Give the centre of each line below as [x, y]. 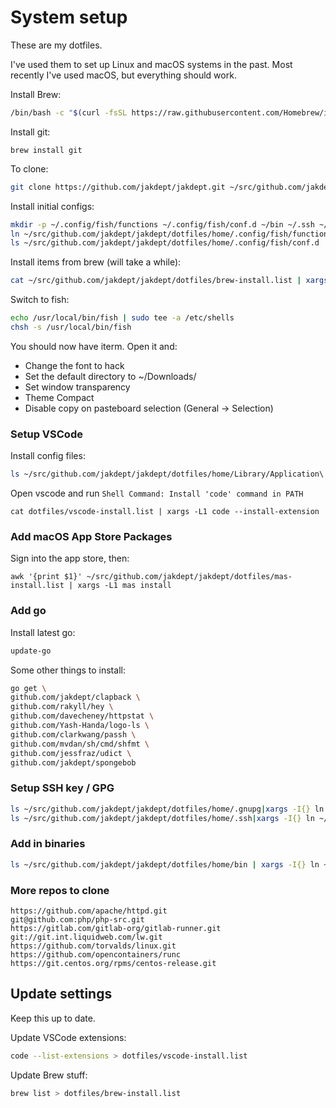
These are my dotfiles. [56, 45]
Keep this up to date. [53, 1018]
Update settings [61, 994]
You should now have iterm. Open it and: [94, 346]
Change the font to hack [74, 365]
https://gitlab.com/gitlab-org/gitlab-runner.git [116, 928]
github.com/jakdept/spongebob [73, 762]
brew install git [46, 150]
